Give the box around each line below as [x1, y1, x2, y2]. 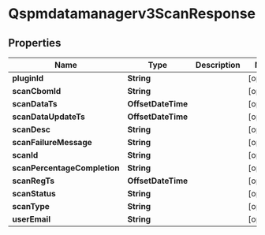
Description [196, 60, 241, 70]
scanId [12, 150, 39, 160]
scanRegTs [12, 175, 55, 186]
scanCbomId [12, 86, 62, 96]
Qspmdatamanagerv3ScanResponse [8, 5, 256, 23]
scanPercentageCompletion [12, 162, 120, 173]
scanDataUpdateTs [12, 111, 85, 122]
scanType [12, 201, 50, 211]
